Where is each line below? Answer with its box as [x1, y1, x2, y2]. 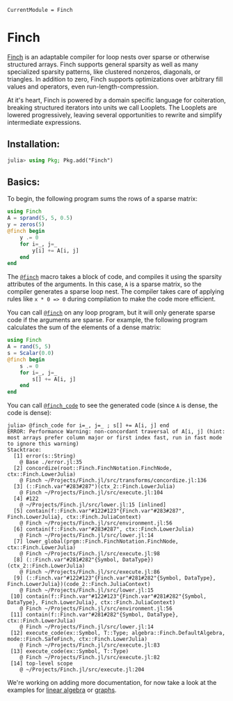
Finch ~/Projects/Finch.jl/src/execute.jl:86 [25, 568, 160, 575]
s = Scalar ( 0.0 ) [7, 349, 54, 357]
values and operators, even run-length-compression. [7, 82, 159, 91]
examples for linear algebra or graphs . [7, 686, 117, 694]
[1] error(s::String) [13, 453, 77, 460]
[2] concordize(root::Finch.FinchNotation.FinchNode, [13, 465, 172, 472]
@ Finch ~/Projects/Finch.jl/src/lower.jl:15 [19, 587, 154, 594]
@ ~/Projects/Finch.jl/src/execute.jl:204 [19, 666, 145, 673]
